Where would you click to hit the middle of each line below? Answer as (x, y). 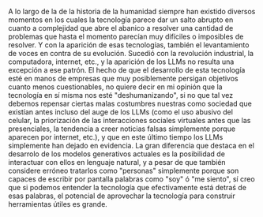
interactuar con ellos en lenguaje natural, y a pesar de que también (117, 162)
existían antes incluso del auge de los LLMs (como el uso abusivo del (120, 112)
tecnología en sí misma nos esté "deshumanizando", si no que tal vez (121, 95)
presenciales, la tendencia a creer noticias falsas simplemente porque (122, 129)
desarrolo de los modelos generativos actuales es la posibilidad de (116, 154)
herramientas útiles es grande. (58, 204)
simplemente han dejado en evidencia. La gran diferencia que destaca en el (131, 146)
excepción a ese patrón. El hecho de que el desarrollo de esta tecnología (127, 70)
